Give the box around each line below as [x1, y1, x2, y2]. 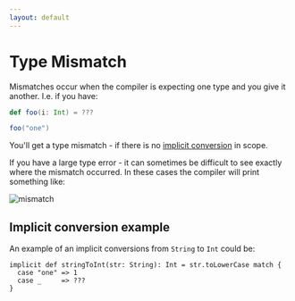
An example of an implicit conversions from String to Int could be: [9, 243, 256, 255]
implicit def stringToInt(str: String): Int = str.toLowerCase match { [9, 261, 282, 270]
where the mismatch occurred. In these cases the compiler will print [9, 167, 260, 178]
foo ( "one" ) [9, 124, 50, 133]
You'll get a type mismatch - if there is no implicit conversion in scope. [9, 140, 268, 151]
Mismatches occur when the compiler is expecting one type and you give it [9, 81, 286, 92]
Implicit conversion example [9, 220, 171, 235]
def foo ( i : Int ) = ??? [9, 108, 94, 117]
